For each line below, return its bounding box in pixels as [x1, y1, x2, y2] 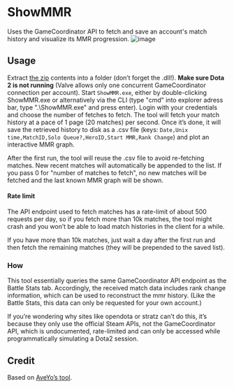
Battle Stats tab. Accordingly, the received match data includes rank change [7, 284, 226, 292]
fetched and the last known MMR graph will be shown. [7, 176, 164, 184]
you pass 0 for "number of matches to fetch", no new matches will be [7, 168, 207, 177]
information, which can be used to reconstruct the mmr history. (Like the [7, 291, 216, 300]
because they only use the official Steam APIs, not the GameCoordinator [7, 320, 216, 328]
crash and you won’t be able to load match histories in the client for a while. [7, 222, 225, 230]
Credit [7, 355, 35, 366]
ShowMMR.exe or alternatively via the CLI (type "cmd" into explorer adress [7, 96, 224, 104]
